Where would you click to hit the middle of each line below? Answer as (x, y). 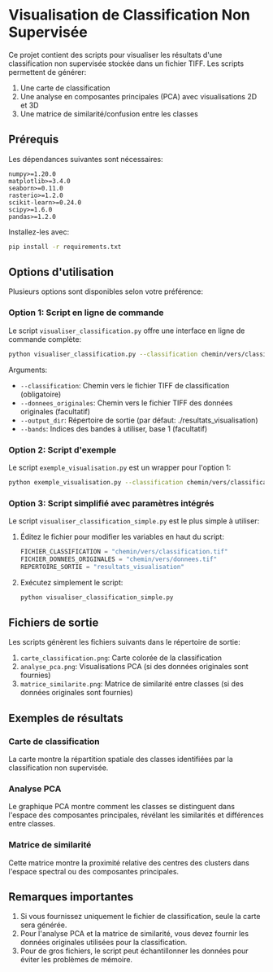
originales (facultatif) (55, 411)
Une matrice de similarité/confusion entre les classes (109, 114)
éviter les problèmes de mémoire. (76, 960)
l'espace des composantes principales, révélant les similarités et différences (136, 815)
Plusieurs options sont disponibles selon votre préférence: (106, 291)
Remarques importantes (71, 897)
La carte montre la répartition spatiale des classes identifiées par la (121, 760)
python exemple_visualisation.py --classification (96, 482)
